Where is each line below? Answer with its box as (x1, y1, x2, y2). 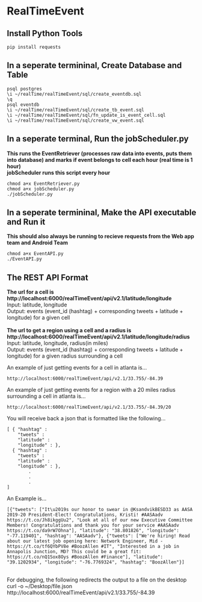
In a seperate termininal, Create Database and (7, 60, 182, 70)
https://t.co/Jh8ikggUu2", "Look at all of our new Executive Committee (7, 517, 193, 523)
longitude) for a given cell (7, 314, 70, 321)
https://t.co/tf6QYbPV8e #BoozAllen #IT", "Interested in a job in (7, 544, 180, 550)
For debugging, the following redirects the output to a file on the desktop (7, 576, 187, 583)
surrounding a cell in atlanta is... (7, 393, 86, 400)
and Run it (7, 217, 46, 227)
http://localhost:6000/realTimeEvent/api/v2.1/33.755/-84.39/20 (7, 405, 171, 411)
